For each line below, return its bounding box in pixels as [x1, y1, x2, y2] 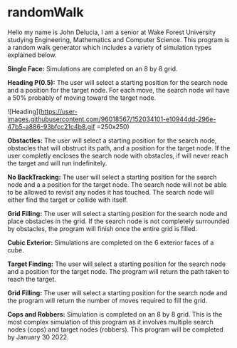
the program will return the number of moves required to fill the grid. [7, 296, 208, 304]
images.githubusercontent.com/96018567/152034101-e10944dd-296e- [7, 115, 216, 123]
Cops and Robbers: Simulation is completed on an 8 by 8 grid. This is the [7, 309, 223, 318]
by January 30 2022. [7, 332, 69, 341]
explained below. [7, 51, 57, 59]
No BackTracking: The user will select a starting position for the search [7, 173, 217, 181]
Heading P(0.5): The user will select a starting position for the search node [7, 78, 228, 86]
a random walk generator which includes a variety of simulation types [7, 43, 212, 51]
